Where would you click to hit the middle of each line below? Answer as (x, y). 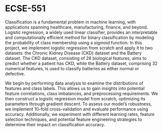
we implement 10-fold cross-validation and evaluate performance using (77, 109)
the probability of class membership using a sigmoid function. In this (74, 42)
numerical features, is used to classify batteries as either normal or (72, 68)
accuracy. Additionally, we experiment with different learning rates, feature (80, 114)
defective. (15, 74)
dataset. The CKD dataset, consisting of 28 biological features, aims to (76, 58)
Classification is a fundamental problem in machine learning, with (71, 22)
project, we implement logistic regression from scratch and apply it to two (79, 48)
